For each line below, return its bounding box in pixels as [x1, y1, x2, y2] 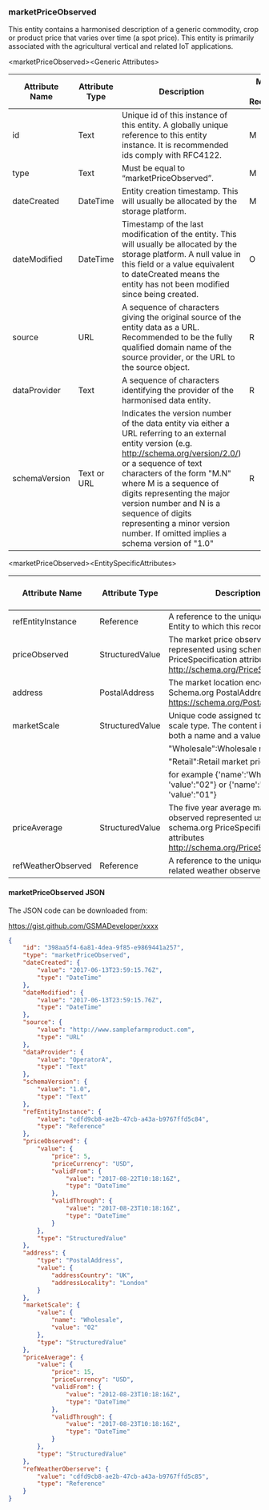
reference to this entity [121, 130, 207, 141]
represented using [167, 644, 238, 655]
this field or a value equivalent [121, 259, 235, 270]
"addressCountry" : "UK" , [50, 1271, 134, 1279]
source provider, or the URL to [121, 351, 235, 363]
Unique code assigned [167, 710, 254, 721]
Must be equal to [121, 163, 186, 174]
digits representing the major [121, 488, 231, 499]
